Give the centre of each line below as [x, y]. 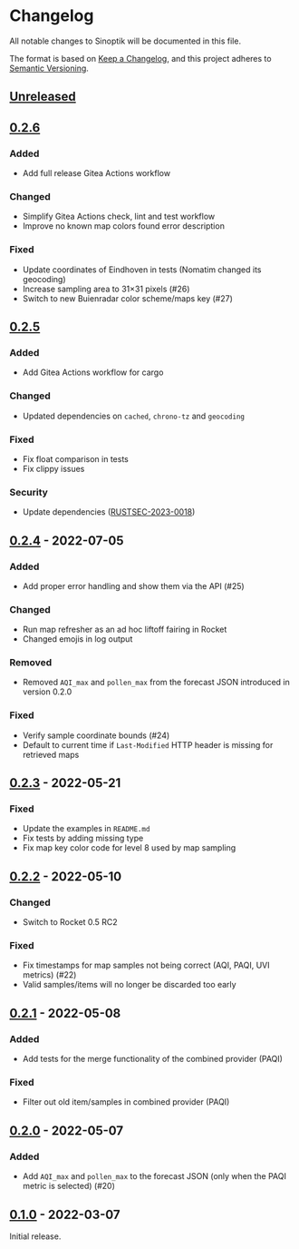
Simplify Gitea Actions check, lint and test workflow [119, 216]
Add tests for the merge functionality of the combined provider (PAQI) [153, 1059]
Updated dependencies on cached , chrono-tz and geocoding [133, 416]
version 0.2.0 [47, 692]
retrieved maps [51, 754]
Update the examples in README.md [86, 829]
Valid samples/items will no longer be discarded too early [130, 985]
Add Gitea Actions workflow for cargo [93, 372]
